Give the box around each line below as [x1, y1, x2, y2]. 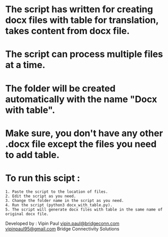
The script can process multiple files [5, 48, 163, 60]
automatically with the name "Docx [5, 93, 157, 105]
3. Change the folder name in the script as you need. [5, 198, 124, 203]
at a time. [5, 60, 46, 71]
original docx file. [5, 211, 49, 217]
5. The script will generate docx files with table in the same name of [5, 207, 163, 212]
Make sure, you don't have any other [5, 127, 163, 139]
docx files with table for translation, [5, 14, 159, 26]
